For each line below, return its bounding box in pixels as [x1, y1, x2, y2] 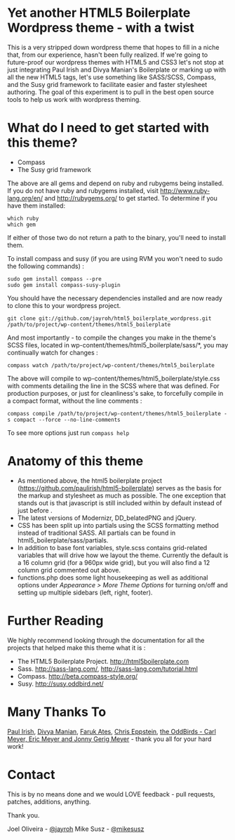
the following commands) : [7, 262, 84, 270]
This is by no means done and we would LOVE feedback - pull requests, [7, 789, 215, 798]
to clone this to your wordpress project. [7, 301, 121, 309]
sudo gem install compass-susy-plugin [7, 281, 121, 288]
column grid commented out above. [17, 566, 121, 574]
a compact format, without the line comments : [7, 396, 142, 405]
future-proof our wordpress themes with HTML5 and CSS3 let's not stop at [7, 58, 224, 66]
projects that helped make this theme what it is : [7, 644, 146, 652]
